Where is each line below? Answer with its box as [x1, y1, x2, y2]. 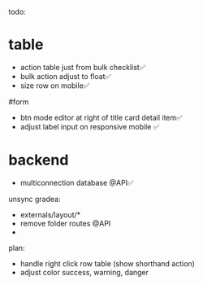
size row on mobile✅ [19, 81, 90, 90]
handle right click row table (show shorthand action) [19, 258, 195, 268]
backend [8, 151, 69, 169]
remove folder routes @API [19, 218, 111, 228]
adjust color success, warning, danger [19, 267, 149, 277]
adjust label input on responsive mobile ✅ [19, 121, 160, 131]
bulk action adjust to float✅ [19, 71, 112, 81]
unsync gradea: [8, 194, 61, 204]
